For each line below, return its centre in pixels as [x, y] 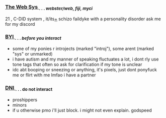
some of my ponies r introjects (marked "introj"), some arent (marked [83, 49]
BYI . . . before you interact [33, 37]
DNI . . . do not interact [29, 88]
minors [19, 105]
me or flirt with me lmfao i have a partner [54, 75]
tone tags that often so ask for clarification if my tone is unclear [77, 64]
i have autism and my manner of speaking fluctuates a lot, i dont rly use [85, 59]
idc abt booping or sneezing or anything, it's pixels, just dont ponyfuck [85, 70]
